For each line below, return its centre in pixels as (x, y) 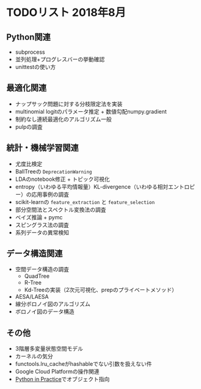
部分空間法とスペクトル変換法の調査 (60, 209)
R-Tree (33, 283)
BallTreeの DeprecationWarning (54, 171)
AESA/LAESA (32, 297)
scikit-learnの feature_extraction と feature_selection (85, 202)
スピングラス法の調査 (42, 225)
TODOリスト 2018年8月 (66, 13)
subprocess (30, 52)
